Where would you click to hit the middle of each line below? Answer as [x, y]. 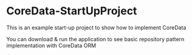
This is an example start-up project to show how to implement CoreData [96, 27]
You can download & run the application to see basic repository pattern [95, 39]
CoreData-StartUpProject [72, 11]
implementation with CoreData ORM [51, 45]
